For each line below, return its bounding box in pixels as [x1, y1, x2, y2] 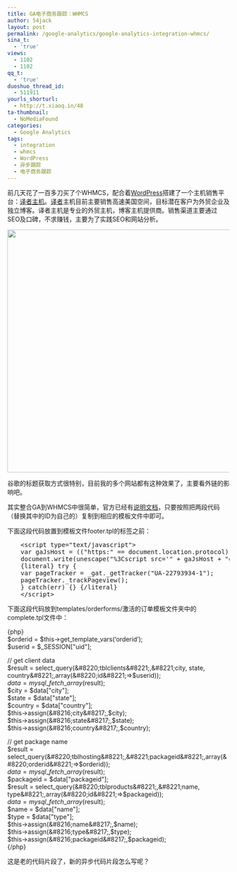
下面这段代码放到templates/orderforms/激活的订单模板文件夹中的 [7, 604, 197, 613]
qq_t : [7, 69, 23, 76]
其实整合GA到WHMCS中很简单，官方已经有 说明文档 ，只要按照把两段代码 [7, 502, 220, 511]
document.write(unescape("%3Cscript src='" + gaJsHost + [20, 555, 222, 562]
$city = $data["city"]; [7, 686, 69, 695]
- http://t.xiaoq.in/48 [13, 102, 83, 110]
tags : [7, 135, 23, 142]
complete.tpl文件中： [7, 613, 68, 622]
